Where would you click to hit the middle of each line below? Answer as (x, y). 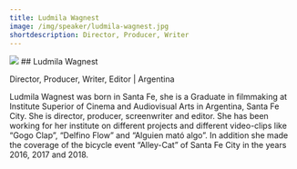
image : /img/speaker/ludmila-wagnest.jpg (89, 26)
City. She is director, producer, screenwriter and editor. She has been (139, 116)
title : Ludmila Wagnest (55, 18)
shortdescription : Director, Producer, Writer (99, 35)
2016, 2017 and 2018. (49, 154)
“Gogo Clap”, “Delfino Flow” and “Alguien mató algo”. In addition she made (149, 135)
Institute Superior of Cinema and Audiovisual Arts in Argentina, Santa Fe (144, 106)
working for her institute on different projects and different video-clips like (148, 126)
